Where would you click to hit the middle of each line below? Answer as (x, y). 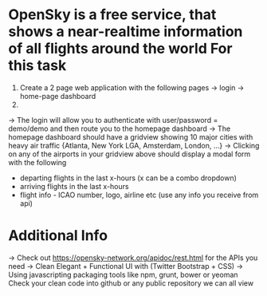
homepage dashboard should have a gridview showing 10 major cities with (131, 136)
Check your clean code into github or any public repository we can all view (131, 283)
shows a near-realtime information (126, 32)
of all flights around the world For (120, 49)
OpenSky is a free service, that (112, 15)
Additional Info (58, 236)
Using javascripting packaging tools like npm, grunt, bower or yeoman (123, 274)
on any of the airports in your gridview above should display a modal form (130, 154)
